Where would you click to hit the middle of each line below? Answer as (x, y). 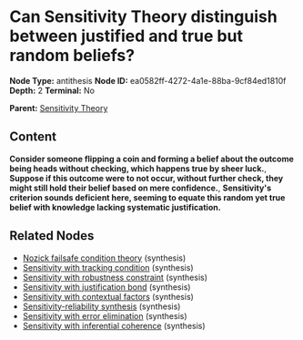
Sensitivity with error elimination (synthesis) (105, 315)
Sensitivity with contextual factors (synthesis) (108, 296)
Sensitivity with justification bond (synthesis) (106, 287)
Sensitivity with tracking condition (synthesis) (108, 267)
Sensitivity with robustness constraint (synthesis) (115, 277)
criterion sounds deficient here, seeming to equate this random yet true (147, 197)
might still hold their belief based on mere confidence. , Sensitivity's (141, 188)
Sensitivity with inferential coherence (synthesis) (114, 325)
